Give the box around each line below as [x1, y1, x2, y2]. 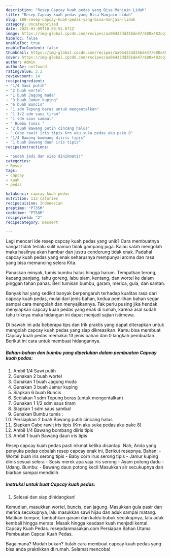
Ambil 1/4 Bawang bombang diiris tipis [13, 427, 93, 433]
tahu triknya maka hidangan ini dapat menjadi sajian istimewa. [6, 312, 135, 318]
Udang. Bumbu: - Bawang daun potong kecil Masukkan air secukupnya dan [6, 464, 164, 471]
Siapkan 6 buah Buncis [13, 390, 61, 396]
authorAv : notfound [6, 64, 47, 69]
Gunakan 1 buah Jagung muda [13, 378, 77, 385]
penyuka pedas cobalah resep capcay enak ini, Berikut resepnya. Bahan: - [6, 448, 161, 454]
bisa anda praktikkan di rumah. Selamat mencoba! [6, 546, 111, 552]
